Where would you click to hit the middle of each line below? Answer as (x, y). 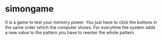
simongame (29, 9)
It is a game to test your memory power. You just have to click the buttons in (81, 22)
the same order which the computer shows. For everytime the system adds (80, 27)
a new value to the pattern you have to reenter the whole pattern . (71, 32)
